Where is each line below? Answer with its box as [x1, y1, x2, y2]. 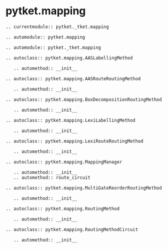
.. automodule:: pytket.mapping [5, 34, 85, 40]
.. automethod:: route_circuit [13, 174, 91, 181]
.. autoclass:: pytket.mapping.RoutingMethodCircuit [5, 226, 138, 232]
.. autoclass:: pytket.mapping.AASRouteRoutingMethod [5, 75, 141, 81]
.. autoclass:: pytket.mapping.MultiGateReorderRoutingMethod [5, 185, 162, 191]
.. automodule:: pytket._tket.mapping [5, 45, 101, 51]
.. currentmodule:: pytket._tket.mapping [5, 24, 109, 30]
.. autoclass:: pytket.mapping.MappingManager [5, 159, 122, 165]
